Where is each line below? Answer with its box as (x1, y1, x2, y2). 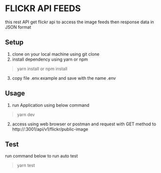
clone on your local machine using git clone (12, 51, 100, 57)
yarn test (17, 162, 35, 168)
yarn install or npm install (17, 66, 68, 71)
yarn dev (17, 111, 35, 117)
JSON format (5, 24, 32, 30)
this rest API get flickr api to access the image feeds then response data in (5, 19, 154, 25)
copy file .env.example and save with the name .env (12, 75, 116, 81)
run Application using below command (12, 102, 89, 108)
